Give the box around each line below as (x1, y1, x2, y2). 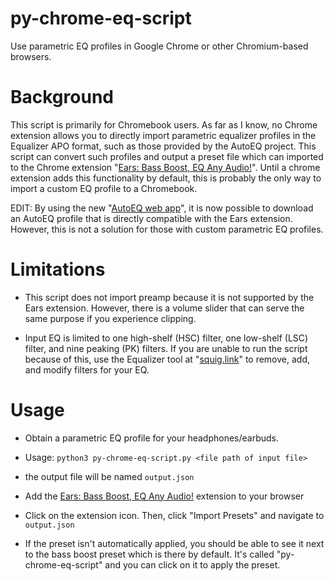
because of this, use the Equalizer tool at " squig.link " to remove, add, (24, 353, 311, 365)
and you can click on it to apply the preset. (104, 558, 281, 571)
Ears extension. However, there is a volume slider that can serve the (24, 302, 305, 314)
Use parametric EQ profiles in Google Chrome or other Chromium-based (10, 40, 309, 52)
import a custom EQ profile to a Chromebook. (10, 182, 198, 194)
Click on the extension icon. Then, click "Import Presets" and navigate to (24, 509, 325, 521)
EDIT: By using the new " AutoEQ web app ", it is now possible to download (10, 202, 314, 214)
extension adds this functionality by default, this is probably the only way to (10, 172, 322, 184)
